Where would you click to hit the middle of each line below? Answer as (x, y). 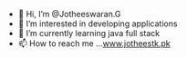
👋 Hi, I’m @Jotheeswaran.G (69, 14)
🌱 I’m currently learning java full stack (89, 33)
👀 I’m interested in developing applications (98, 24)
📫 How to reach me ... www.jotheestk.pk (94, 43)
